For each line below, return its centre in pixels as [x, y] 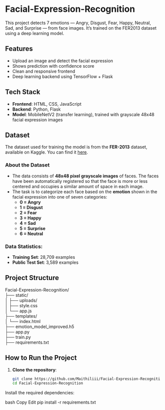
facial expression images [37, 120]
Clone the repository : [34, 369]
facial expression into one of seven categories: [60, 197]
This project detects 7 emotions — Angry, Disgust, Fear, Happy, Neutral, [78, 23]
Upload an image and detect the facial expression [63, 61]
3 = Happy [31, 218]
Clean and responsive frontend [44, 71]
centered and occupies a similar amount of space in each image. [78, 186]
